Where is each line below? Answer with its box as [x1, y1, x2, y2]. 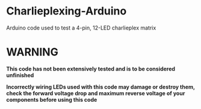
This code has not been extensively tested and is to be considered [6, 65, 176, 72]
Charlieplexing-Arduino [6, 4, 127, 18]
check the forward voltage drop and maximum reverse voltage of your [6, 89, 185, 97]
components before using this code [6, 96, 97, 103]
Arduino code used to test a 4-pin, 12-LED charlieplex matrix [6, 24, 156, 31]
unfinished [6, 71, 34, 79]
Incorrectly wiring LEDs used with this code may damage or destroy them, [6, 83, 196, 90]
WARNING [6, 45, 58, 59]
